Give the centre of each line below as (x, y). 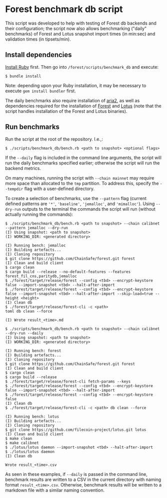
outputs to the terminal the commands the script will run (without (89, 209)
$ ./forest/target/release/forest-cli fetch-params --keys (68, 381)
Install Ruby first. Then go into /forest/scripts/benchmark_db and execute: (82, 67)
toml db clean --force (29, 311)
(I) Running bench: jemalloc (35, 245)
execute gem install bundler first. (40, 91)
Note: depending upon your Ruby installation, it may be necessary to (76, 85)
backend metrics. (23, 168)
